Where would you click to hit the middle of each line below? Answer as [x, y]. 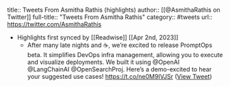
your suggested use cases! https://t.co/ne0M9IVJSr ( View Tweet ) [119, 76]
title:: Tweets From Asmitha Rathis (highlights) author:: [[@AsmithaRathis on [114, 10]
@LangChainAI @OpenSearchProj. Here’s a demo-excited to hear [119, 69]
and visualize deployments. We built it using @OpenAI [103, 62]
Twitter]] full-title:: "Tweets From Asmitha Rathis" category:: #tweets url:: [110, 17]
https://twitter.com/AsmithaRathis [54, 24]
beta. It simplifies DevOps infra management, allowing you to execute [125, 55]
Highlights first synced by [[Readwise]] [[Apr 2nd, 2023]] [98, 37]
